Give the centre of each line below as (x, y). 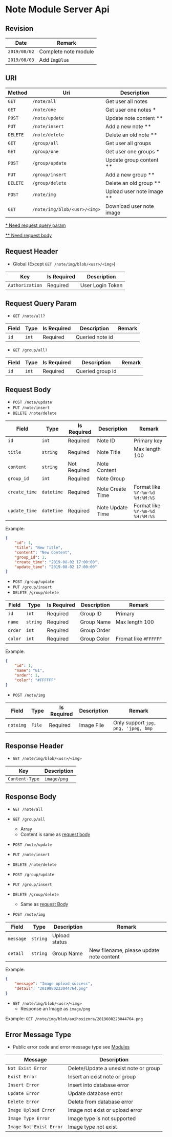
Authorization (25, 285)
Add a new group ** (130, 174)
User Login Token (101, 285)
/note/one (44, 110)
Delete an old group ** (133, 183)
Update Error (24, 1094)
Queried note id (95, 337)
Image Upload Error (31, 1110)
